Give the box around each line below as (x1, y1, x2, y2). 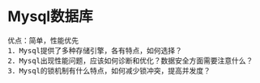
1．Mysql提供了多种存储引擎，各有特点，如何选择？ (7, 46, 183, 55)
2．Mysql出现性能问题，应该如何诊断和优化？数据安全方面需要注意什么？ (7, 56, 254, 65)
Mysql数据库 (7, 7, 94, 26)
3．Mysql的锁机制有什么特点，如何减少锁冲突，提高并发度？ (7, 66, 211, 75)
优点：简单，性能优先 (7, 35, 79, 45)
